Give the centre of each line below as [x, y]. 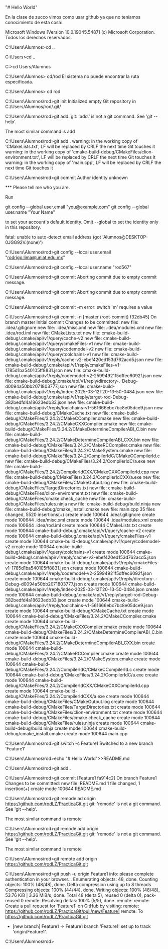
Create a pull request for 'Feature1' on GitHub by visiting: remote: [72, 906]
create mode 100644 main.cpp [96, 734]
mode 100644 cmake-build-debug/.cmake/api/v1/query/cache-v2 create [80, 531]
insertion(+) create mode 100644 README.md [53, 789]
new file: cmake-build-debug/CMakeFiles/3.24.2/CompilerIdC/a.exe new [80, 461]
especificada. [19, 82]
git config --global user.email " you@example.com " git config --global [77, 207]
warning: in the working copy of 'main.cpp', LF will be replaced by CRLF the [83, 162]
